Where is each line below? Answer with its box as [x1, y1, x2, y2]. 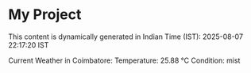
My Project [8, 6, 82, 24]
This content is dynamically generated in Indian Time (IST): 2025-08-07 [8, 32, 244, 41]
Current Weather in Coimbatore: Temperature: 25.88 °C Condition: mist [8, 56, 241, 65]
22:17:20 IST [8, 40, 49, 49]
